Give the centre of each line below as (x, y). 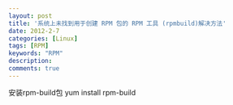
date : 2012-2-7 (34, 31)
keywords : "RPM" (36, 53)
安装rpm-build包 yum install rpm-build (72, 92)
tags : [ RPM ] (28, 46)
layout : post (30, 16)
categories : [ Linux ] (43, 38)
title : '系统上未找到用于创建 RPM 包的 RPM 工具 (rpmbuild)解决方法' (117, 23)
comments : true (34, 69)
